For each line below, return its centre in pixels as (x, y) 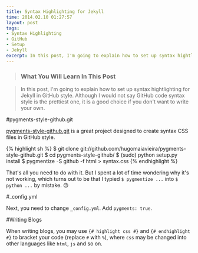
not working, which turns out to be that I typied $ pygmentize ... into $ (92, 179)
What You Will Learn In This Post (68, 76)
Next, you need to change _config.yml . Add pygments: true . (79, 208)
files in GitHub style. (31, 137)
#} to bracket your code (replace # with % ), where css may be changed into (96, 237)
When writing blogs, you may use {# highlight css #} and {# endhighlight (98, 231)
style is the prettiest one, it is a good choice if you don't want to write (105, 102)
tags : (13, 28)
